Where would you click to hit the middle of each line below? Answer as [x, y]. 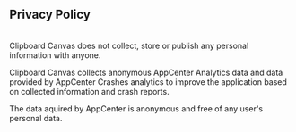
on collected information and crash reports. [89, 91]
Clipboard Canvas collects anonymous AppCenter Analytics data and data [146, 72]
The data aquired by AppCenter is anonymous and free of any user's [136, 108]
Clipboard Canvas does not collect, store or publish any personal [129, 45]
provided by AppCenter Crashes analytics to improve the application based [148, 82]
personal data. [36, 118]
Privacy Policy [50, 15]
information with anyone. [55, 55]
